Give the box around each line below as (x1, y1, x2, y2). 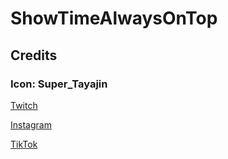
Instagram (10, 118, 52, 131)
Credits (10, 47, 58, 64)
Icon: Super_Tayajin (10, 77, 108, 91)
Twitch (10, 99, 38, 111)
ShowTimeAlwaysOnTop (10, 7, 218, 30)
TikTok (10, 138, 38, 150)
